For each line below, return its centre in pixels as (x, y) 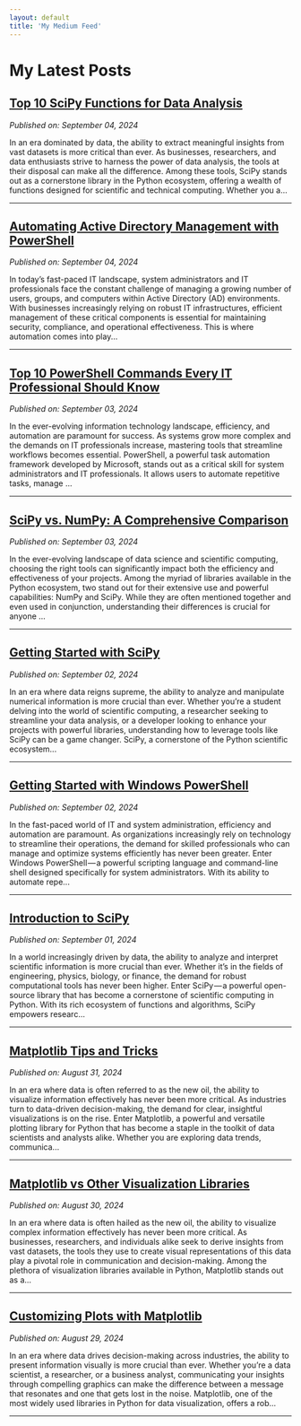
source (22, 996)
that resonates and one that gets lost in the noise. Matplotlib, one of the (141, 1393)
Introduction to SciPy (69, 918)
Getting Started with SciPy (85, 652)
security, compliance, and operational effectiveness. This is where (132, 327)
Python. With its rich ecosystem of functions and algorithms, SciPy (133, 1004)
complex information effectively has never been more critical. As (129, 1232)
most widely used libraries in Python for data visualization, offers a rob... (143, 1403)
